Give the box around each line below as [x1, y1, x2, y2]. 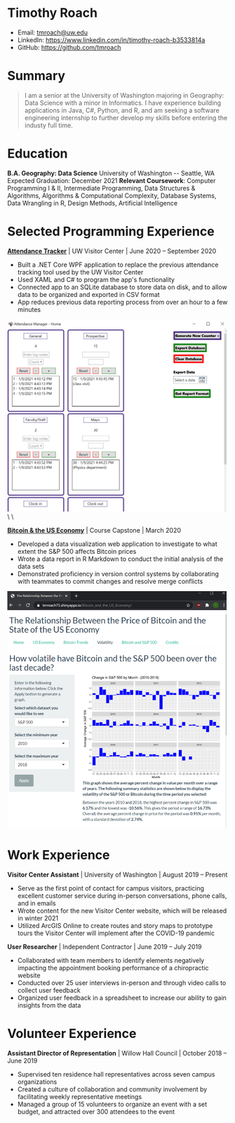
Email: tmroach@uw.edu [17, 28, 88, 37]
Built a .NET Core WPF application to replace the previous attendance [17, 260, 219, 269]
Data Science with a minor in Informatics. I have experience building [24, 99, 222, 107]
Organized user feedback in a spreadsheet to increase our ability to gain [17, 994, 227, 1002]
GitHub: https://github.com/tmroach [17, 43, 121, 51]
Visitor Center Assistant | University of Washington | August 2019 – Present [7, 870, 228, 879]
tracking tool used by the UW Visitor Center [17, 267, 144, 276]
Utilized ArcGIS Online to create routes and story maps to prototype [17, 921, 213, 930]
